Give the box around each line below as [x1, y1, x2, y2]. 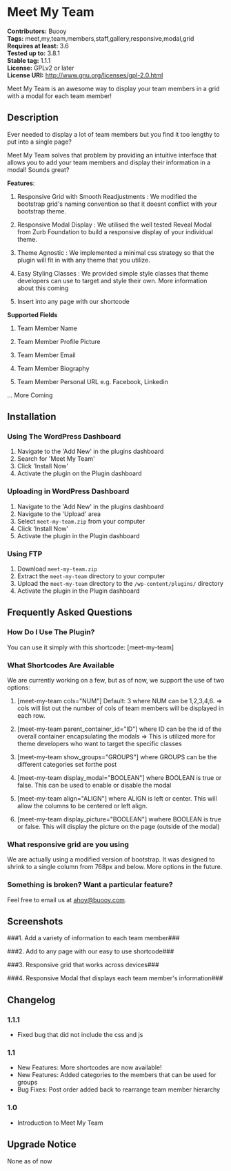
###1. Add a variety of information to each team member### [7, 934, 180, 942]
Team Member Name [17, 324, 77, 332]
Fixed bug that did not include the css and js [17, 1031, 143, 1039]
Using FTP [7, 549, 43, 558]
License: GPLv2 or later [7, 64, 74, 72]
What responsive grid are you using [7, 839, 129, 849]
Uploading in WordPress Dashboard [7, 486, 130, 496]
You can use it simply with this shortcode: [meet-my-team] [7, 643, 174, 651]
